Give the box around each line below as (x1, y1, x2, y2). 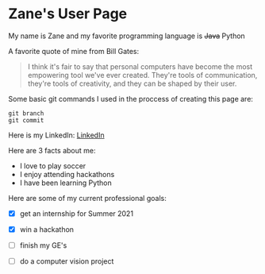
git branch (8, 109, 44, 118)
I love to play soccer (19, 160, 86, 171)
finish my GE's (19, 241, 67, 250)
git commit (8, 116, 44, 124)
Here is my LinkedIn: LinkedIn (8, 130, 105, 140)
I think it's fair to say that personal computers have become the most (27, 61, 253, 71)
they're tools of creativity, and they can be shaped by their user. (27, 79, 237, 88)
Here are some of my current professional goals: (8, 193, 167, 203)
